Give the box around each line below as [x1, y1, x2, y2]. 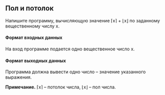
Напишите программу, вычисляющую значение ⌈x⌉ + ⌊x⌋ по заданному [5, 17, 160, 23]
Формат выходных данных [5, 57, 66, 64]
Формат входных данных [5, 35, 63, 41]
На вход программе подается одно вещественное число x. [5, 46, 135, 52]
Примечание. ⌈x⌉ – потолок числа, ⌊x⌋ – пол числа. [5, 84, 116, 90]
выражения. [5, 74, 32, 80]
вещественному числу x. [5, 23, 60, 29]
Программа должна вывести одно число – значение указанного [5, 69, 146, 75]
